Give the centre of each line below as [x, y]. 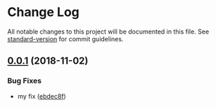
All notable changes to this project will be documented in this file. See [108, 31]
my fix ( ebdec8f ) [42, 96]
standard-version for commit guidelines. [65, 38]
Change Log [43, 12]
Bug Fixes [25, 81]
